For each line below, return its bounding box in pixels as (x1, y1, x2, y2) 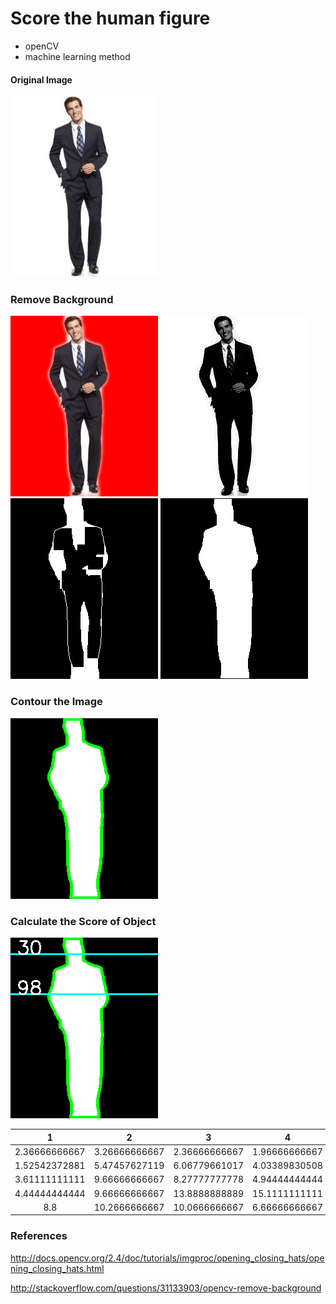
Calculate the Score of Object (10, 914, 157, 928)
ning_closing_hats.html (10, 1262, 105, 1274)
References (10, 1229, 68, 1243)
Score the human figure (10, 7, 211, 30)
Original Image (10, 73, 73, 86)
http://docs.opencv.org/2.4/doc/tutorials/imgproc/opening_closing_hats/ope (10, 1252, 325, 1264)
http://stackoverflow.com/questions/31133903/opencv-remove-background (10, 1282, 322, 1294)
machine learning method (24, 50, 131, 62)
